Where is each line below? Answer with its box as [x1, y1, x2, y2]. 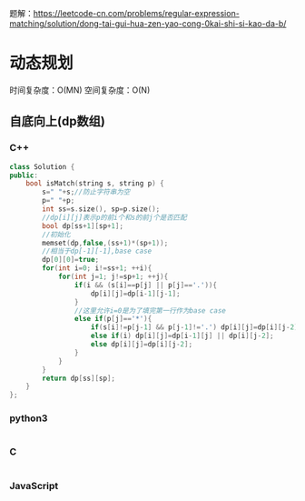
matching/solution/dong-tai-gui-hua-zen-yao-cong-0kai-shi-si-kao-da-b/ [9, 18, 287, 29]
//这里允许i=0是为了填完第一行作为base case [74, 306, 227, 316]
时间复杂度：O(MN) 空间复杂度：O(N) [9, 85, 151, 95]
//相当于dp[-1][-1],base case [42, 246, 152, 256]
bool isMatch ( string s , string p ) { [25, 179, 165, 188]
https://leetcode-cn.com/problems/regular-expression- [33, 8, 241, 18]
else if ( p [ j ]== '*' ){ [74, 315, 152, 324]
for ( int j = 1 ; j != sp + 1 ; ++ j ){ [57, 272, 169, 281]
